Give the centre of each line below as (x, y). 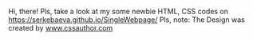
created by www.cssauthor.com (61, 28)
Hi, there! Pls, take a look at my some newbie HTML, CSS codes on (119, 11)
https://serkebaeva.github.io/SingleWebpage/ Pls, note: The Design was (126, 20)
